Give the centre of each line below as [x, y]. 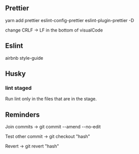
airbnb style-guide [24, 58]
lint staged [18, 88]
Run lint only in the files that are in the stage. [51, 99]
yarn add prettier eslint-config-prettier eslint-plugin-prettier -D [69, 20]
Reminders [22, 115]
